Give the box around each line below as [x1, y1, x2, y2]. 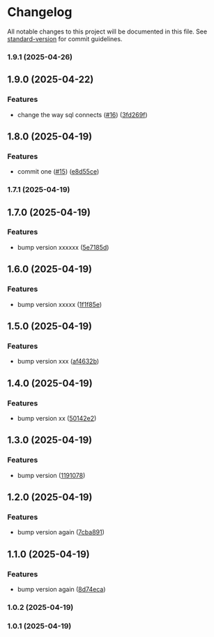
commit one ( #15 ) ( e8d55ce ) [17, 167, 100, 176]
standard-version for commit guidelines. [7, 34, 123, 43]
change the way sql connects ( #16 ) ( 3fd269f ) [17, 110, 148, 119]
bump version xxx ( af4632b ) [17, 357, 100, 366]
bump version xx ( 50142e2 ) [17, 414, 97, 422]
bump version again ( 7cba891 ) [17, 528, 105, 537]
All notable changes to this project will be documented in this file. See [7, 27, 208, 36]
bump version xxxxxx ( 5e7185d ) [17, 243, 109, 251]
